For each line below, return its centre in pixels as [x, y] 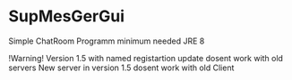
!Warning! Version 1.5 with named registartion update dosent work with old [146, 58]
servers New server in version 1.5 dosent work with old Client [121, 68]
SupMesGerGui [66, 16]
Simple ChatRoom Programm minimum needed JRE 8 [107, 41]
